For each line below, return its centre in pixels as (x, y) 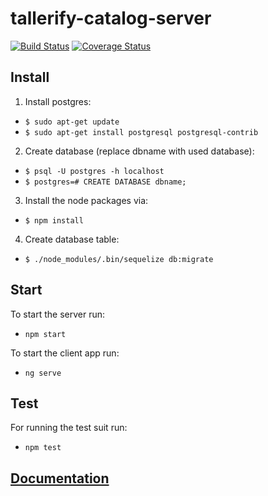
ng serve (43, 373)
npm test (43, 448)
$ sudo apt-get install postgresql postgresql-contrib (141, 132)
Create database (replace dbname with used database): (139, 151)
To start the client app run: (65, 353)
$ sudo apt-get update (72, 122)
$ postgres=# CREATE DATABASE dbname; (105, 182)
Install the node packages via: (86, 200)
